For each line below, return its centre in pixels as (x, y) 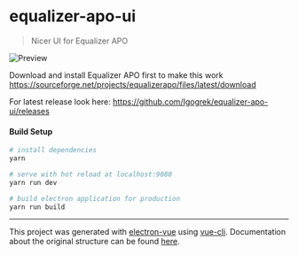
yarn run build (37, 207)
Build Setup (31, 131)
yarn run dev (33, 182)
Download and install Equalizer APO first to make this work (116, 75)
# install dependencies (53, 151)
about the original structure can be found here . (94, 242)
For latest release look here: (60, 101)
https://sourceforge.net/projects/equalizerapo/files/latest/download (133, 84)
